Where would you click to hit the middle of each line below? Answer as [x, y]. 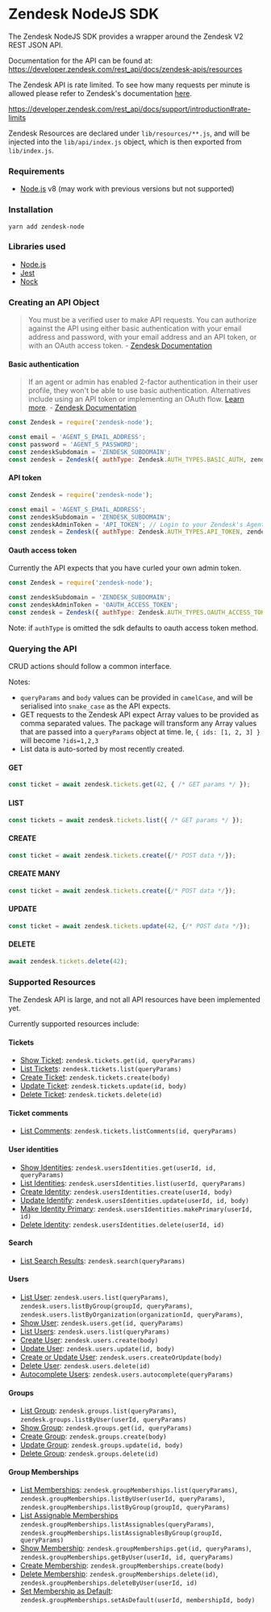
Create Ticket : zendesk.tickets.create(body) [95, 1077]
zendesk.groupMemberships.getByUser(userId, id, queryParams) [127, 1558]
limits [17, 117]
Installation [31, 210]
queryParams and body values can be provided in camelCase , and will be [136, 698]
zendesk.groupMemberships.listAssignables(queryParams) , [117, 1524]
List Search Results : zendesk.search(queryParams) [102, 1260]
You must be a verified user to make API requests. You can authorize [142, 320]
